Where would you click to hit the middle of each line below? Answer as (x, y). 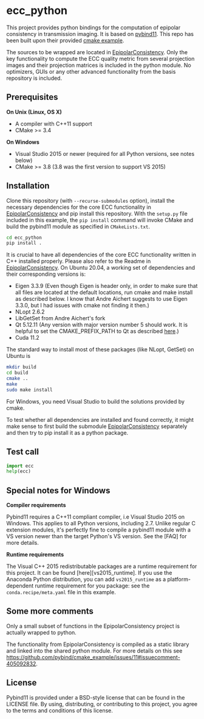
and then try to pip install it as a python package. (67, 432)
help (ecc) (19, 472)
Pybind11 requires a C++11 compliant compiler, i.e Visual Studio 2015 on (96, 517)
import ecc (20, 466)
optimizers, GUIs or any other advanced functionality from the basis (91, 71)
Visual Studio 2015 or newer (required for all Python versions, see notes (105, 153)
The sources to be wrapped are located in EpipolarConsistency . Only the (97, 52)
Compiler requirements (36, 505)
